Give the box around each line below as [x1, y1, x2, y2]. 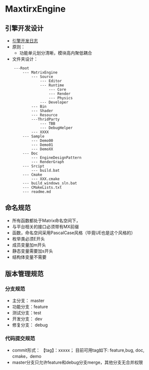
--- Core [48, 87, 67, 92]
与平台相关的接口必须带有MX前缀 [12, 223, 79, 229]
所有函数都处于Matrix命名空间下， [12, 218, 81, 223]
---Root [14, 66, 29, 71]
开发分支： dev [12, 315, 43, 322]
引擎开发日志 [12, 38, 38, 43]
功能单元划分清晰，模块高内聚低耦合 [19, 50, 93, 55]
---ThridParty [31, 117, 60, 122]
